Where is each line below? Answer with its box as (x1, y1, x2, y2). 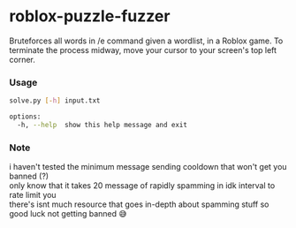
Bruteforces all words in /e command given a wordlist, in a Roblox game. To (9, 35, 284, 46)
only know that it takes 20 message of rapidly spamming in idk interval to (9, 180, 276, 191)
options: (9, 112, 42, 121)
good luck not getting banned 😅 (9, 209, 127, 219)
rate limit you (9, 190, 57, 201)
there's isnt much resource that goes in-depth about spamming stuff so (9, 199, 269, 209)
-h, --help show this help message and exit (17, 120, 188, 129)
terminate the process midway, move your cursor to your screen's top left (9, 44, 277, 55)
